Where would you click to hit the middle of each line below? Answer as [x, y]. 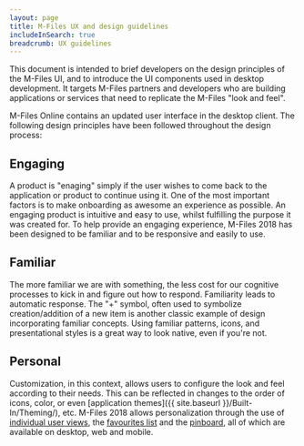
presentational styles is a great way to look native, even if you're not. [138, 332]
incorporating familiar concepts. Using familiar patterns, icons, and [135, 323]
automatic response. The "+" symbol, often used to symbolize [126, 304]
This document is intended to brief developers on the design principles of [147, 69]
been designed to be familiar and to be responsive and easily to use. [137, 234]
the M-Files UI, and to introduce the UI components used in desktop [137, 79]
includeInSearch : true [52, 35]
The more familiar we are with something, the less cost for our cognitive [144, 284]
